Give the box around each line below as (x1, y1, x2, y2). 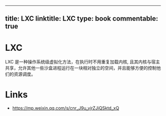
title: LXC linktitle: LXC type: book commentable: (5, 14, 159, 23)
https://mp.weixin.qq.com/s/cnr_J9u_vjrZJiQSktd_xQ (12, 105, 120, 111)
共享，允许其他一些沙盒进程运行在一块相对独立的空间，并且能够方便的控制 (5, 65, 157, 71)
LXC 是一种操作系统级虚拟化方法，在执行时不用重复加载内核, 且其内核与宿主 (5, 59, 161, 65)
